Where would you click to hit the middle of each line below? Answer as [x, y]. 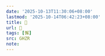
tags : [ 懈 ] [19, 33]
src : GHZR [18, 38]
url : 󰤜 [14, 28]
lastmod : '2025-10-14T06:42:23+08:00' [53, 17]
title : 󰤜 [17, 22]
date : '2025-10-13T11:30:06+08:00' [50, 11]
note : [13, 44]
